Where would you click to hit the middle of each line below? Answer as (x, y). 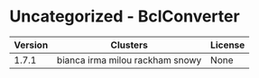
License (228, 45)
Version (31, 45)
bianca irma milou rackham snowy (129, 60)
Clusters (129, 45)
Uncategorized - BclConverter (125, 17)
